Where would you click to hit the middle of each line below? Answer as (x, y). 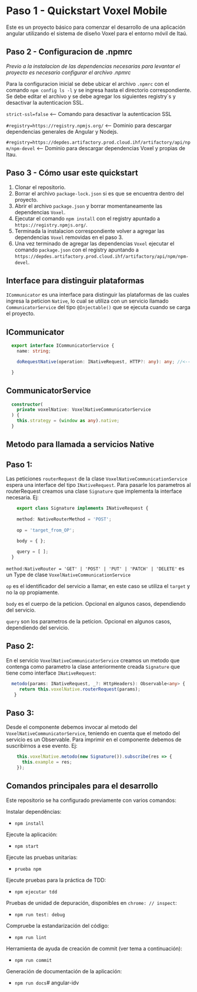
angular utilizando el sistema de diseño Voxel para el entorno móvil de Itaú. (97, 33)
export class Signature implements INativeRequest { (83, 508)
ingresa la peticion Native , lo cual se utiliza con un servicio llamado (87, 301)
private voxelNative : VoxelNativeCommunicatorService (84, 410)
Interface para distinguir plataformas (75, 281)
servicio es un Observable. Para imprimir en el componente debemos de (94, 739)
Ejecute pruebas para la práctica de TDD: (56, 880)
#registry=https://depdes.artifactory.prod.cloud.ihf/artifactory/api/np (98, 142)
